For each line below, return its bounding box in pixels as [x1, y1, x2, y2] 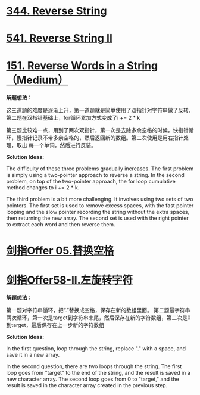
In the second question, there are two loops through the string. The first [6, 363, 182, 370]
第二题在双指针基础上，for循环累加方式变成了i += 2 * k [6, 114, 140, 122]
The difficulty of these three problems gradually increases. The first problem [6, 165, 194, 172]
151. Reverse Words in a [6, 58, 125, 72]
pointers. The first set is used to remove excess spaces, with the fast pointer [6, 202, 194, 209]
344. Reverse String [6, 4, 107, 18]
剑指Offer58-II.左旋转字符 [6, 273, 133, 287]
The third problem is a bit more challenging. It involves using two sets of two [6, 195, 193, 203]
